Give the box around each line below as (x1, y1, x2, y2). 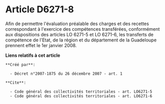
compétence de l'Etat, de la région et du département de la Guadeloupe (5, 37, 157, 43)
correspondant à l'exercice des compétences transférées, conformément (5, 26, 160, 32)
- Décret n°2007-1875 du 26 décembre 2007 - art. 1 (10, 71, 123, 76)
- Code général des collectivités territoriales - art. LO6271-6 (10, 93, 153, 98)
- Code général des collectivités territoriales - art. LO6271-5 (10, 89, 153, 94)
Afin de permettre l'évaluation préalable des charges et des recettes (5, 20, 150, 27)
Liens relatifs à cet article (5, 52, 60, 58)
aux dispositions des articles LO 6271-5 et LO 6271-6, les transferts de (5, 31, 154, 37)
